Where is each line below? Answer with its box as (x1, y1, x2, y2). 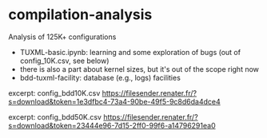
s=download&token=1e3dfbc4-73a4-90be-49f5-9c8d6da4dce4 (8, 97, 221, 106)
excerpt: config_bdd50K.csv (8, 112, 102, 121)
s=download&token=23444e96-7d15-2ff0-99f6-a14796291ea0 (8, 120, 216, 130)
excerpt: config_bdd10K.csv (8, 88, 101, 97)
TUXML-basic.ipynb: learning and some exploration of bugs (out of (19, 47, 241, 57)
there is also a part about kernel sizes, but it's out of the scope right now (19, 64, 260, 73)
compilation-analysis (8, 6, 153, 24)
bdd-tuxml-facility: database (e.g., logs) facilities (19, 73, 181, 82)
